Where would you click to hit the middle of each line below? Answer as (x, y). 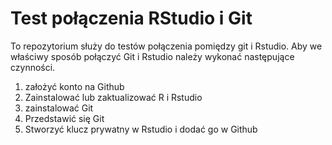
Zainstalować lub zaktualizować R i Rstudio (113, 97)
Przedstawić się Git (64, 118)
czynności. (33, 67)
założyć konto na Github (74, 86)
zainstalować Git (59, 108)
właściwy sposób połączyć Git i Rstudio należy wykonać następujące (152, 56)
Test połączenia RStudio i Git (131, 18)
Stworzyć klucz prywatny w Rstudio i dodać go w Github (141, 129)
